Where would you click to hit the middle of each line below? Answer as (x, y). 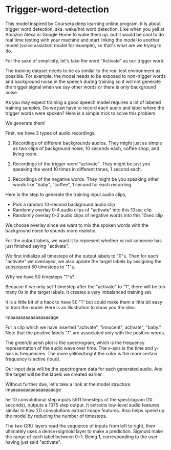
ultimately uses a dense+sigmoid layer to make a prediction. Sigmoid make (84, 431)
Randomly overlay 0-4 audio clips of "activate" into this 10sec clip (82, 210)
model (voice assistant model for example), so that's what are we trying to (83, 45)
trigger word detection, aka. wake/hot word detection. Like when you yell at (85, 29)
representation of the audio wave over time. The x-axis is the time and (79, 348)
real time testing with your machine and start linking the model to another (82, 40)
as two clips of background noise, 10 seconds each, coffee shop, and (86, 148)
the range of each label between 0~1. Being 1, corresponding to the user (81, 437)
